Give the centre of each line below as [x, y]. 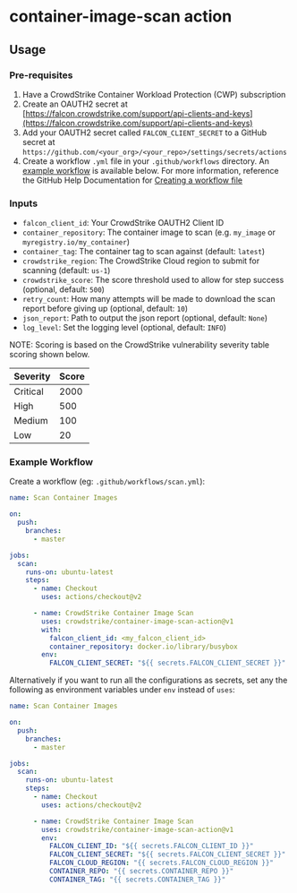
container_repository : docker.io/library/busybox [144, 647]
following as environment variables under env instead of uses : [122, 690]
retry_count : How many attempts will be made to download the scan [148, 299]
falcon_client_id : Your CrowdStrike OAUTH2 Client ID [123, 223]
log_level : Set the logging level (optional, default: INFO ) [124, 328]
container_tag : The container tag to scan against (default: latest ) [144, 252]
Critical [29, 391]
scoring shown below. [50, 355]
